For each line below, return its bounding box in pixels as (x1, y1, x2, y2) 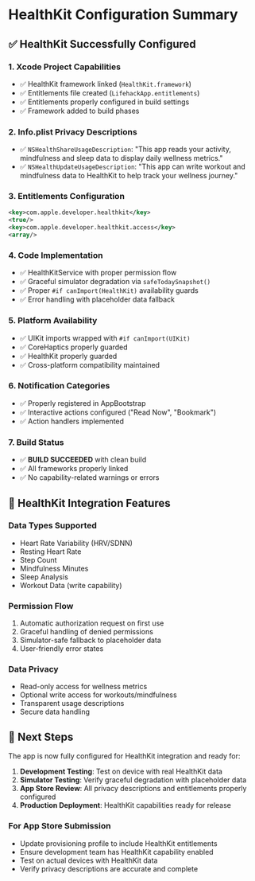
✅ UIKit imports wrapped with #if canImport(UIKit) (19, 333, 191, 343)
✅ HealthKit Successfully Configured (8, 37, 196, 51)
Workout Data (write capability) (19, 580, 122, 590)
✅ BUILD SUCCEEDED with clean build (19, 455, 147, 465)
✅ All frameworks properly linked (19, 464, 129, 474)
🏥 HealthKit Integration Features (8, 496, 171, 510)
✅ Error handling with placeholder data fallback (19, 294, 176, 304)
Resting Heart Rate (19, 547, 82, 556)
